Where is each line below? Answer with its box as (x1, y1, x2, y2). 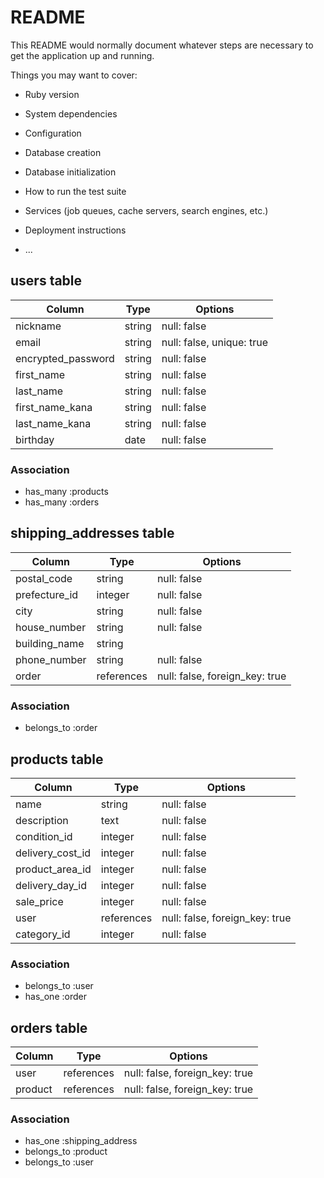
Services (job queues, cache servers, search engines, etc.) (24, 204, 269, 216)
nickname (15, 319, 62, 333)
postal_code (15, 571, 73, 585)
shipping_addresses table (10, 525, 175, 542)
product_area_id (15, 862, 92, 876)
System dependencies (24, 107, 118, 120)
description (15, 813, 69, 827)
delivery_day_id (15, 878, 87, 892)
